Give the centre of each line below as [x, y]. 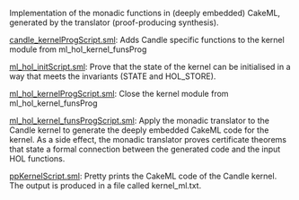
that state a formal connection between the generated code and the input [145, 149]
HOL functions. [37, 159]
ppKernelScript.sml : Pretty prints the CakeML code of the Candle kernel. [143, 176]
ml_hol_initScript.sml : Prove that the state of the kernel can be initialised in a [150, 67]
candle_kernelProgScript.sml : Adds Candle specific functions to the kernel [147, 40]
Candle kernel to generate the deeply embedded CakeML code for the [139, 130]
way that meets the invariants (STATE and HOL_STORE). [113, 76]
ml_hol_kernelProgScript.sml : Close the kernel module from [119, 94]
